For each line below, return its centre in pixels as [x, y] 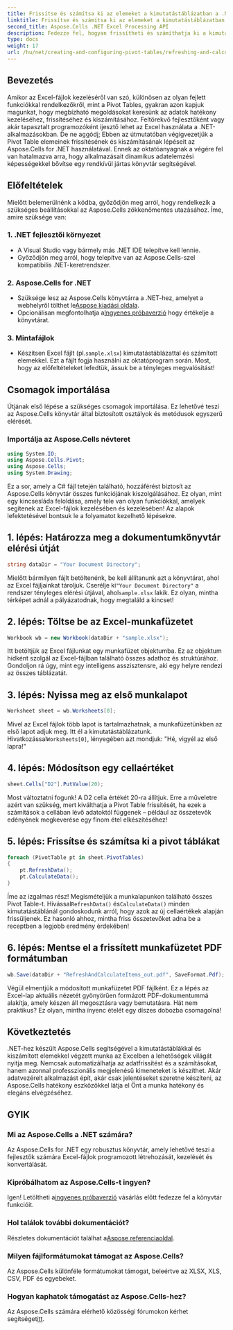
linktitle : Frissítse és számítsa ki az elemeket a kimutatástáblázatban [116, 20]
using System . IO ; [32, 454]
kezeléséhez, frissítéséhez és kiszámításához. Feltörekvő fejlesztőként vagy [116, 119]
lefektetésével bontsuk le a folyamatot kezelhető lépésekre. [92, 516]
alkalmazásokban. [33, 134]
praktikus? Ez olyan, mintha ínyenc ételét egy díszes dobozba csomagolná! [114, 1010]
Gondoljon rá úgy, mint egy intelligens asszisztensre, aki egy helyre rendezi [115, 666]
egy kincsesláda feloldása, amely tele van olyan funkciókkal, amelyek [106, 501]
